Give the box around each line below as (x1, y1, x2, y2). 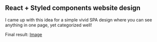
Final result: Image (5, 31, 43, 37)
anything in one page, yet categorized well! (5, 22, 92, 28)
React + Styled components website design (5, 4, 141, 12)
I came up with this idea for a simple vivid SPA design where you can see (5, 17, 153, 22)
